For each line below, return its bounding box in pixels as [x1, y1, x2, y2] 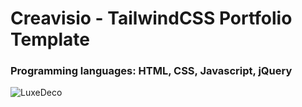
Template [10, 28, 90, 51]
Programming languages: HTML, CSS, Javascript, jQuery [10, 64, 293, 78]
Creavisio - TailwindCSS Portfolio [10, 7, 293, 30]
